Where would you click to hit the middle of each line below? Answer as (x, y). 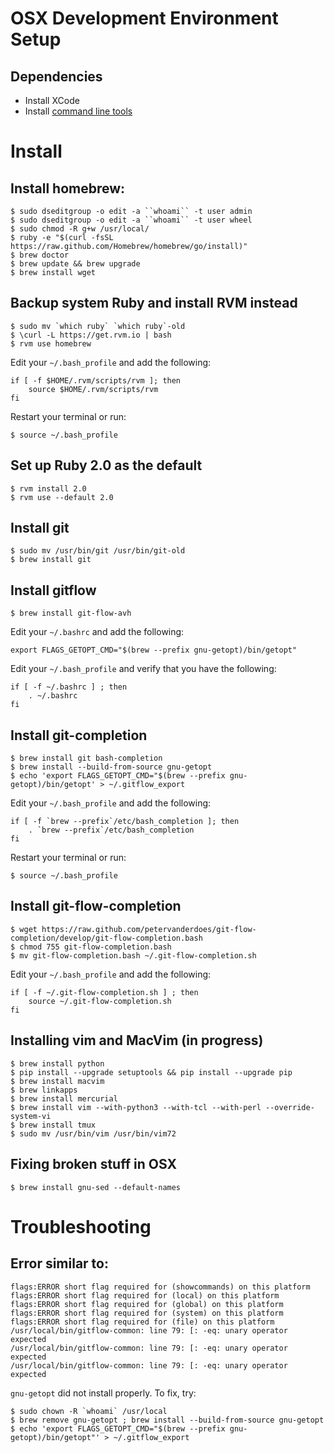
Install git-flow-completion (96, 906)
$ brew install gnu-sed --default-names (96, 1187)
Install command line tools (78, 111)
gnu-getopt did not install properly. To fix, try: (103, 1393)
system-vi (31, 1116)
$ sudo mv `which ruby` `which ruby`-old (98, 326)
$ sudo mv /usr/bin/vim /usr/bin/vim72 (93, 1133)
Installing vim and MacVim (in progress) (137, 1040)
